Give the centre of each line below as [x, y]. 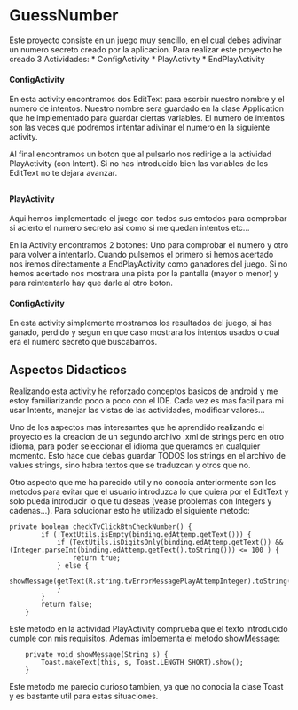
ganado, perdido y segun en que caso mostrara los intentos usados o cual [145, 332]
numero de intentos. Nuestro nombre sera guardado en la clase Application [146, 108]
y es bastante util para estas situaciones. [84, 696]
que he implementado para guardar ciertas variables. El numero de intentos [147, 118]
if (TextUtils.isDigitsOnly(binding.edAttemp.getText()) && [170, 543]
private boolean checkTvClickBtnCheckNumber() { [101, 527]
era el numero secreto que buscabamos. [83, 342]
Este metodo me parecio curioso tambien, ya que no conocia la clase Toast [146, 687]
